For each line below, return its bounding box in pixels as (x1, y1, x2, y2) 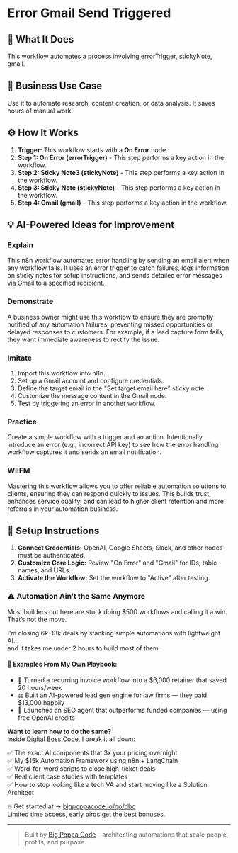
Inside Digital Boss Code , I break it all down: (7, 735, 136, 743)
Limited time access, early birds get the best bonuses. (7, 810, 166, 818)
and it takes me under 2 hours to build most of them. (7, 643, 161, 653)
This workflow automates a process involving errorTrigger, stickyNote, (7, 52, 212, 60)
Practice (7, 417, 37, 426)
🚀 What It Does (7, 33, 74, 45)
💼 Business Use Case (7, 80, 103, 92)
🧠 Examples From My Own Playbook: (7, 660, 118, 669)
